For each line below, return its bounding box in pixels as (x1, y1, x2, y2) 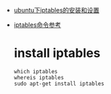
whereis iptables (13, 74, 65, 81)
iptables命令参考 (13, 21, 61, 29)
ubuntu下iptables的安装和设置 (13, 6, 100, 14)
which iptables (13, 68, 58, 75)
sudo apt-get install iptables (13, 80, 105, 87)
